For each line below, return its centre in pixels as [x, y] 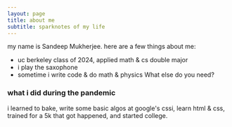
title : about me [31, 20]
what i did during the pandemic [62, 93]
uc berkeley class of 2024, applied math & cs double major [103, 60]
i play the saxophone [48, 68]
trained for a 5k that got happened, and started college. [88, 115]
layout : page [26, 14]
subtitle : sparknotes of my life [56, 27]
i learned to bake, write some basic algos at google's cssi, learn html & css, [116, 108]
